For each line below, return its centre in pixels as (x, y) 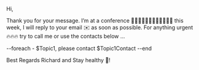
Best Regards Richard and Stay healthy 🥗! (58, 60)
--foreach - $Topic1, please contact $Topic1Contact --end (79, 48)
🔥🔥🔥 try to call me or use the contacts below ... (66, 36)
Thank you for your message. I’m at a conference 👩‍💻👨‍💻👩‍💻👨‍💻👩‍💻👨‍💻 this (95, 20)
